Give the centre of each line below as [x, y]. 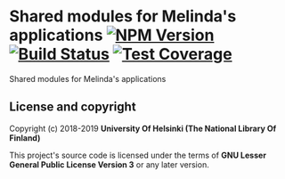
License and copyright [73, 107]
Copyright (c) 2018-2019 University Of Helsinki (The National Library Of [143, 128]
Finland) [25, 138]
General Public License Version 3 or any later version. [109, 164]
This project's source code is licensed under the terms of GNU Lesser [138, 155]
